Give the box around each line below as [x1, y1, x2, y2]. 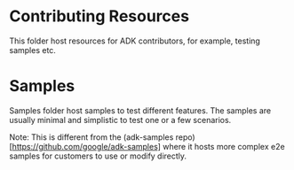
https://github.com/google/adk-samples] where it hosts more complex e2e [12, 141, 286, 151]
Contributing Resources [9, 6, 189, 27]
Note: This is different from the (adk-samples [9, 131, 174, 143]
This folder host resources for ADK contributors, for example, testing [9, 35, 260, 46]
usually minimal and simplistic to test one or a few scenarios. [9, 114, 232, 125]
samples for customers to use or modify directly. [9, 151, 187, 161]
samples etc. [9, 44, 56, 55]
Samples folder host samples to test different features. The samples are [9, 104, 272, 116]
